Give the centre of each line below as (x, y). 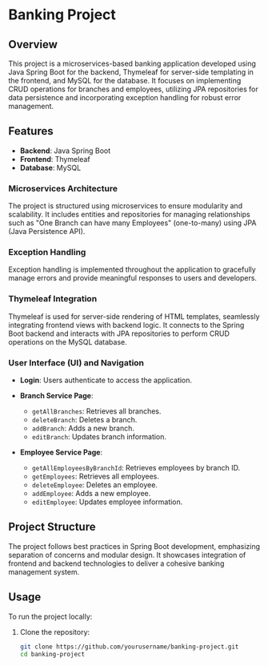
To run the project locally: (50, 616)
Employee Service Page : (61, 452)
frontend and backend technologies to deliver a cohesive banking (116, 563)
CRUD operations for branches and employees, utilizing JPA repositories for (133, 89)
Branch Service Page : (56, 396)
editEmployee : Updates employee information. (107, 502)
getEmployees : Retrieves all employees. (96, 476)
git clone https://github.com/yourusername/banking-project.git (129, 647)
